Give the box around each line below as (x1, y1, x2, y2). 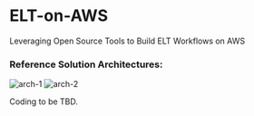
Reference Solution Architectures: (9, 58, 163, 71)
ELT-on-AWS (9, 5, 109, 26)
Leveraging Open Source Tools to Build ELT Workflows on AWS (9, 35, 246, 46)
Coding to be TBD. (9, 96, 79, 107)
